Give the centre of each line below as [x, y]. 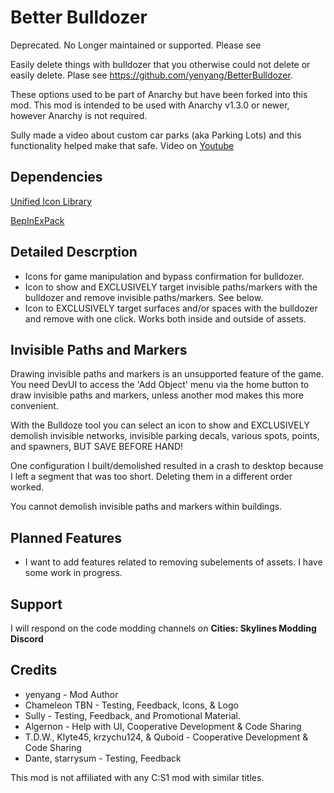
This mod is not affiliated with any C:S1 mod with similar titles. [137, 777]
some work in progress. [73, 573]
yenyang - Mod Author [71, 694]
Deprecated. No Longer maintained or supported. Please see [136, 45]
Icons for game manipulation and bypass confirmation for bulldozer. [164, 276]
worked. [27, 487]
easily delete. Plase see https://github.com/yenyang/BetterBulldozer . [151, 75]
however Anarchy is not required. [79, 115]
